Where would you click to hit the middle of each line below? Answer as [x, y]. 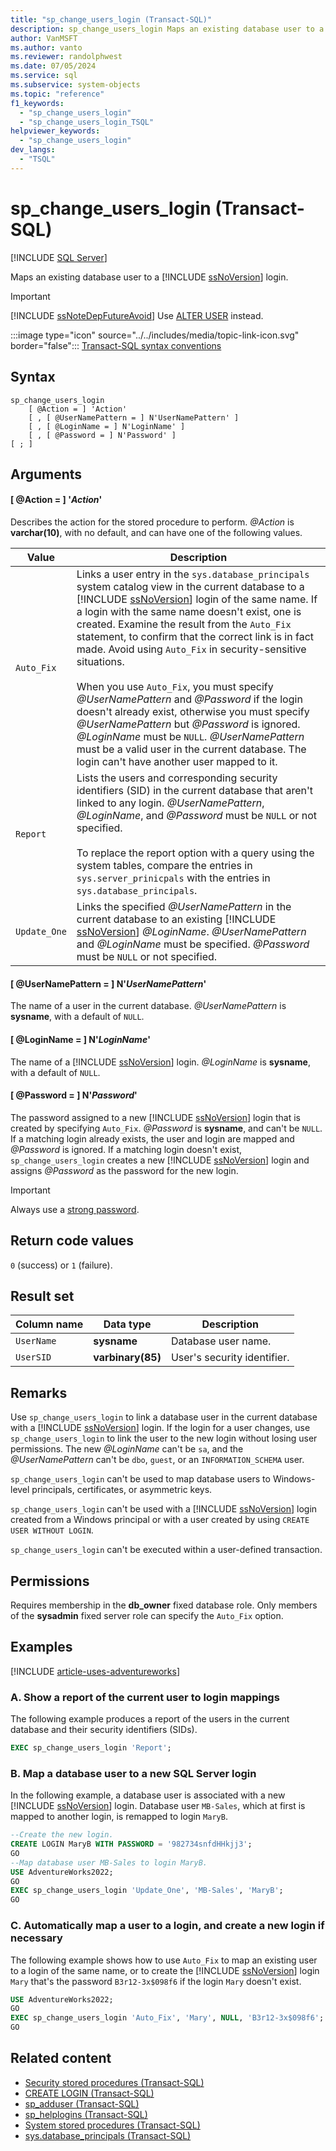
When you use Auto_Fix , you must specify [175, 687]
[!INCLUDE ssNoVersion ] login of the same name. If [197, 599]
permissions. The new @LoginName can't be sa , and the [127, 1449]
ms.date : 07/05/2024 [53, 66]
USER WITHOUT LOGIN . [52, 1530]
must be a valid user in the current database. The [191, 749]
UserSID [33, 1357]
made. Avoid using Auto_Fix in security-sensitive [191, 649]
